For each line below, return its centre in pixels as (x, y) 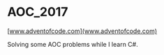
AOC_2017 (38, 12)
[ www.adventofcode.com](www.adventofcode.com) (82, 31)
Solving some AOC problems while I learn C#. (73, 44)
